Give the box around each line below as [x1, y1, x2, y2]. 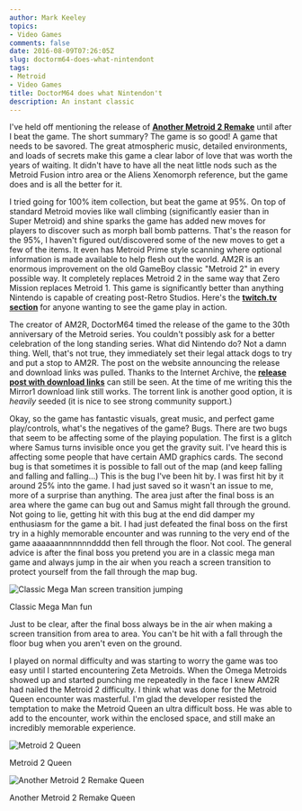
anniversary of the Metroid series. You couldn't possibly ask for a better [9, 329, 276, 340]
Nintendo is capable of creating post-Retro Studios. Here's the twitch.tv [9, 292, 277, 303]
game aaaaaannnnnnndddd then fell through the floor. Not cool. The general [9, 538, 292, 549]
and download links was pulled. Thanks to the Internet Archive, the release [9, 367, 288, 378]
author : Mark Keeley [9, 13, 87, 23]
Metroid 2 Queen [9, 758, 72, 769]
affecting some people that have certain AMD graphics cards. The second [9, 451, 283, 462]
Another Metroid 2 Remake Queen [9, 792, 136, 803]
